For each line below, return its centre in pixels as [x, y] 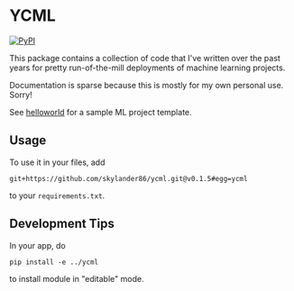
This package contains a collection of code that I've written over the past [145, 58]
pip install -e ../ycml [54, 262]
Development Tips [62, 224]
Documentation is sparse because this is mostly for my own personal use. [147, 85]
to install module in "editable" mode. [77, 278]
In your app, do [37, 245]
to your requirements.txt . [57, 196]
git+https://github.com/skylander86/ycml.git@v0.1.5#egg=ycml [129, 178]
